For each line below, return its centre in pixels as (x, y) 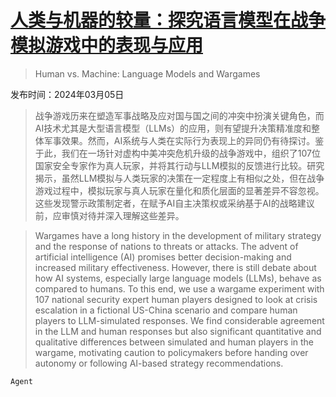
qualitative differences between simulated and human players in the (174, 342)
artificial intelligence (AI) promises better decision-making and (163, 257)
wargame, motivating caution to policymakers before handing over (171, 352)
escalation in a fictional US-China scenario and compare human (166, 310)
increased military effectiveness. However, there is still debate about (175, 267)
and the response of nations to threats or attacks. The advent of (166, 246)
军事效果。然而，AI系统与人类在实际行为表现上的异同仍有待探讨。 (179, 140)
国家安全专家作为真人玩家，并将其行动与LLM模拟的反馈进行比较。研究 (179, 165)
